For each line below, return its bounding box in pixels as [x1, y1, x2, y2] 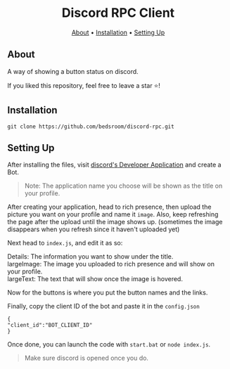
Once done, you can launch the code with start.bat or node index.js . [7, 340, 211, 349]
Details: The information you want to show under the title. [7, 252, 174, 261]
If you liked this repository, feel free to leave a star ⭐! [7, 81, 160, 89]
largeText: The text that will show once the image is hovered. [7, 275, 183, 283]
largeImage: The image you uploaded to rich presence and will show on [7, 260, 215, 268]
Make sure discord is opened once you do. [24, 354, 149, 363]
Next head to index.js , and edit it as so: [7, 239, 123, 247]
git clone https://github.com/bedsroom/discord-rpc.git [7, 123, 174, 130]
